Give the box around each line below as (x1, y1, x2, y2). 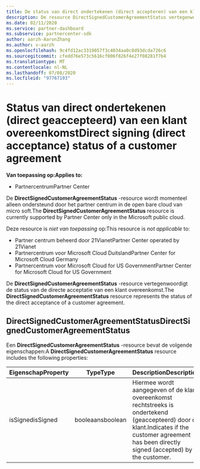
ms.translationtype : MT (6, 58, 65, 64)
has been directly (132, 438, 181, 446)
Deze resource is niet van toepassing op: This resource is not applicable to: (6, 225, 190, 233)
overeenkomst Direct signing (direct (6, 126, 186, 140)
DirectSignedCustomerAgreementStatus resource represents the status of (6, 293, 192, 300)
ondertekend (132, 408, 168, 416)
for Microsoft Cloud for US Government (14, 269, 112, 276)
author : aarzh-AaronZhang (6, 36, 70, 42)
